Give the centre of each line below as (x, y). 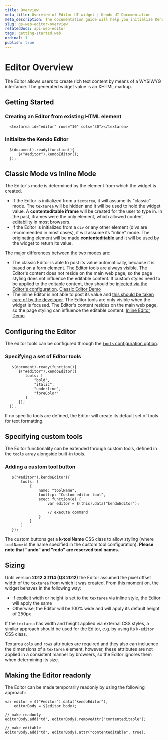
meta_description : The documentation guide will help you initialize (79, 19)
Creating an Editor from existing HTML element (63, 116)
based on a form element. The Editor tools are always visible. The (80, 268)
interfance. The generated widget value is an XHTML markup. (69, 86)
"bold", (42, 380)
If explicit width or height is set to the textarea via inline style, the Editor (86, 598)
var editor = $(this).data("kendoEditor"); (94, 503)
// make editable (23, 728)
